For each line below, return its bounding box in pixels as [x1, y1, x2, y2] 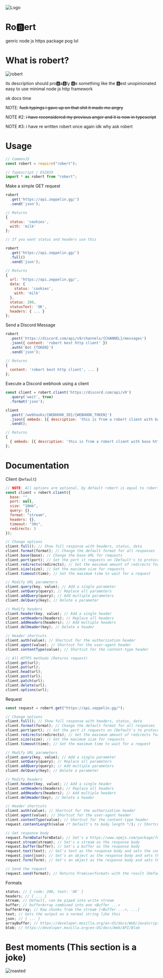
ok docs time [5, 95, 31, 101]
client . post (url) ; [5, 674, 43, 679]
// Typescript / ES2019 [5, 170, 54, 175]
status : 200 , [10, 300, 36, 304]
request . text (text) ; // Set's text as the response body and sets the [5, 849, 151, 854]
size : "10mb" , [10, 504, 38, 508]
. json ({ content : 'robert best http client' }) [10, 340, 108, 346]
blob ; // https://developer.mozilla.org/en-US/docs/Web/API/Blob [5, 925, 140, 930]
